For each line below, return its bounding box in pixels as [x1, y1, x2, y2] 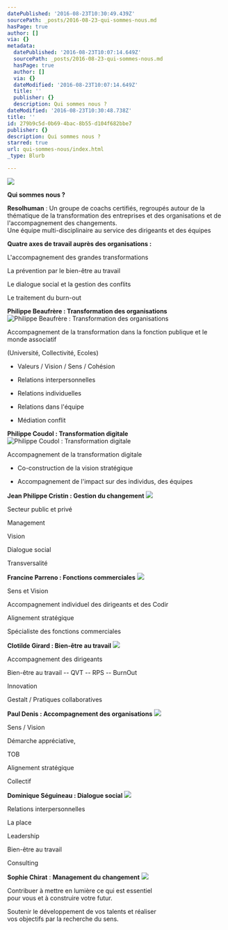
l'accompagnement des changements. [7, 218, 117, 227]
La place [7, 818, 32, 826]
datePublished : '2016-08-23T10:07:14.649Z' [13, 49, 141, 56]
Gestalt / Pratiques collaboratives [7, 695, 103, 703]
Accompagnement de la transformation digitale [7, 450, 142, 459]
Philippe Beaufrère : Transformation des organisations [7, 307, 168, 315]
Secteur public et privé [7, 505, 73, 513]
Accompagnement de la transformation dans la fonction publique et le [7, 327, 208, 336]
